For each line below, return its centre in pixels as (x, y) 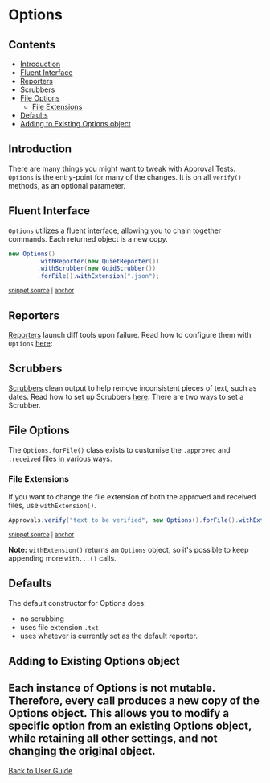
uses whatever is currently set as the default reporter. (109, 636)
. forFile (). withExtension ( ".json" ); (98, 276)
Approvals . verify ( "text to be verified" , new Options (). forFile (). (124, 520)
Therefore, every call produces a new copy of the (134, 701)
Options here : (31, 343)
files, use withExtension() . (52, 505)
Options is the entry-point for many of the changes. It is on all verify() (125, 177)
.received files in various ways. (60, 458)
